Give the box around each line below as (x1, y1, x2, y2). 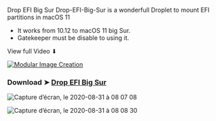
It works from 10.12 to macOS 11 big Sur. (17, 27, 131, 34)
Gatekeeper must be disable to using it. (17, 34, 129, 42)
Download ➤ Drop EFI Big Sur (7, 77, 107, 87)
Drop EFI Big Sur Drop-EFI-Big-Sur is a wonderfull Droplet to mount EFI (7, 6, 210, 14)
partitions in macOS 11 (7, 13, 71, 21)
